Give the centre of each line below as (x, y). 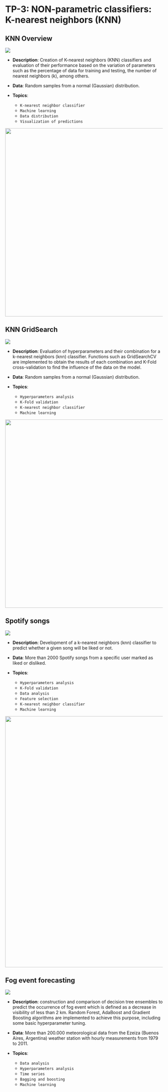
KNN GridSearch (31, 330)
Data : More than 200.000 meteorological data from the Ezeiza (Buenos (85, 1033)
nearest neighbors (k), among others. (51, 76)
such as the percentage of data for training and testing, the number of (84, 71)
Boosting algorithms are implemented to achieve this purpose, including (86, 1018)
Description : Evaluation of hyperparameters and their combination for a (86, 351)
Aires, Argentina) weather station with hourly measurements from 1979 (85, 1038)
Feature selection (39, 699)
